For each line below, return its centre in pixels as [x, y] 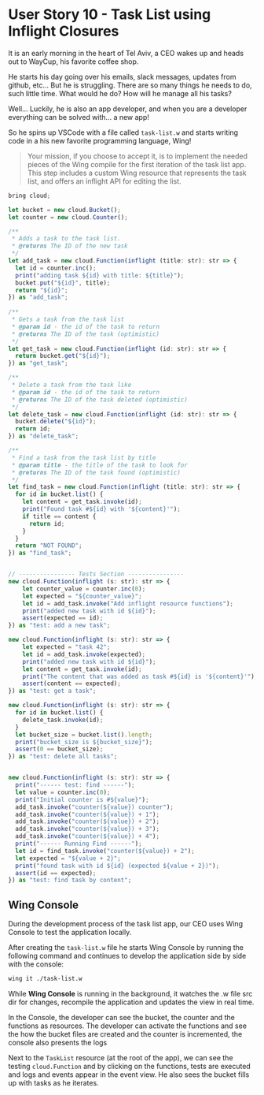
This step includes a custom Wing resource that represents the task [137, 173]
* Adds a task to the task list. [66, 239]
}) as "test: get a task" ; [52, 691]
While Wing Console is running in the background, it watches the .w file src [130, 994]
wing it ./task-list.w [45, 979]
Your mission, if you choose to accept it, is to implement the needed [137, 156]
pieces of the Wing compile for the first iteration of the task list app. [137, 164]
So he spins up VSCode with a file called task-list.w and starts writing [123, 132]
